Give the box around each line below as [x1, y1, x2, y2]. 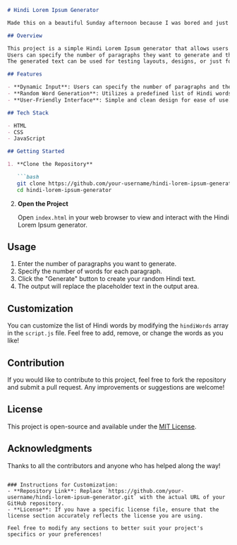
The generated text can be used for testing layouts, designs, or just [7, 58, 222, 65]
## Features [7, 71, 42, 78]
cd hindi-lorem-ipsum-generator [16, 186, 112, 193]
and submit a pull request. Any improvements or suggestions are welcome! [7, 383, 225, 392]
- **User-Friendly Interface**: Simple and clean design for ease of [7, 96, 217, 104]
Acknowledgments [7, 443, 93, 455]
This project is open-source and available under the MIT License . [7, 422, 197, 431]
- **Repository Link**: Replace [7, 487, 102, 494]
